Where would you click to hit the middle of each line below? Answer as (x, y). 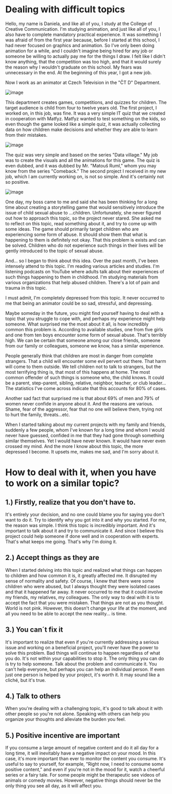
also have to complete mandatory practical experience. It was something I (83, 34)
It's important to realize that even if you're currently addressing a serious (82, 642)
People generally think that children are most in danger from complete (79, 356)
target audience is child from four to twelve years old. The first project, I (81, 108)
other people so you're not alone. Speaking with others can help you (78, 714)
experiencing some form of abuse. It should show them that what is (76, 234)
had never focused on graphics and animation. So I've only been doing (80, 45)
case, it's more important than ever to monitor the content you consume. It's (86, 759)
